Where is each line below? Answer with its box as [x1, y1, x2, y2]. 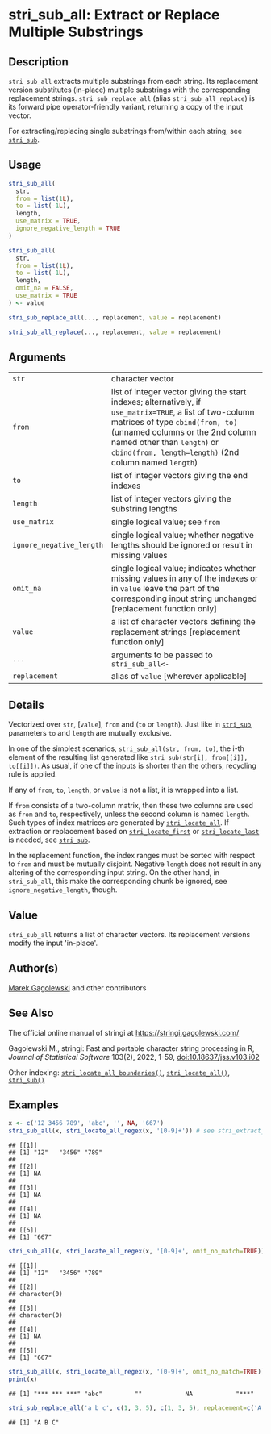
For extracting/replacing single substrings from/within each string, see [8, 127, 243, 135]
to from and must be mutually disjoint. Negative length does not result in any [8, 859, 262, 869]
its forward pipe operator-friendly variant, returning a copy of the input [8, 102, 244, 111]
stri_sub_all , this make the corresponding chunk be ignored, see [8, 877, 227, 886]
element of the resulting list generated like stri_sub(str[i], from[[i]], [8, 752, 248, 762]
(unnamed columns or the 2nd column [111, 427, 256, 438]
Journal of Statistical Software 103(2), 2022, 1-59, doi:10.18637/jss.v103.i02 [8, 1052, 260, 1061]
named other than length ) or [111, 437, 219, 448]
